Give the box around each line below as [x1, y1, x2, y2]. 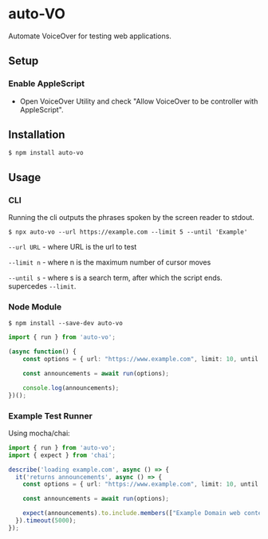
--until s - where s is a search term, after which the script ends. [8, 273, 223, 283]
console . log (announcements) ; [22, 384, 120, 391]
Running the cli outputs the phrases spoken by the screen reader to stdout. [8, 213, 255, 222]
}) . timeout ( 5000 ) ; [15, 517, 77, 525]
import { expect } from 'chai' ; [8, 451, 116, 459]
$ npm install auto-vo [8, 149, 84, 157]
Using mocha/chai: [8, 428, 70, 438]
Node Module [8, 301, 62, 313]
